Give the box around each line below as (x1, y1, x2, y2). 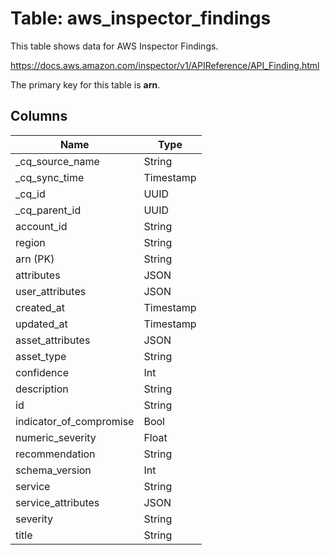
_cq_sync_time (15, 170, 85, 184)
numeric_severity (15, 430, 97, 444)
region (15, 235, 46, 249)
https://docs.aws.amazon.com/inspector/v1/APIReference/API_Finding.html (10, 59, 320, 71)
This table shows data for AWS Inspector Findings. (10, 40, 219, 52)
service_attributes (15, 495, 100, 509)
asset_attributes (15, 333, 91, 347)
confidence (15, 365, 70, 379)
